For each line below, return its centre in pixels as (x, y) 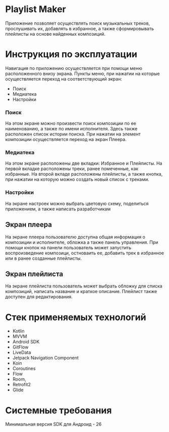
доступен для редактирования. (39, 297)
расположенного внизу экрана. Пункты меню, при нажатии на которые (82, 74)
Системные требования (59, 410)
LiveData (22, 352)
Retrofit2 (22, 385)
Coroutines (24, 369)
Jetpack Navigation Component (46, 358)
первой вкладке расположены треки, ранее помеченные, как (72, 169)
